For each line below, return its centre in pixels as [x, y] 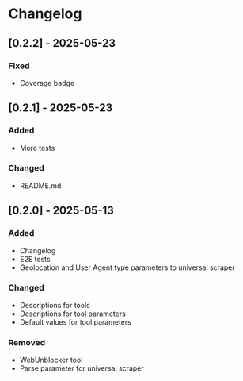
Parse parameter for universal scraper [82, 368]
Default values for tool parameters [76, 321]
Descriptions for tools [55, 305]
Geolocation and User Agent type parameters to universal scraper [127, 267]
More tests [37, 148]
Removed [27, 342]
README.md [40, 185]
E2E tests [35, 259]
